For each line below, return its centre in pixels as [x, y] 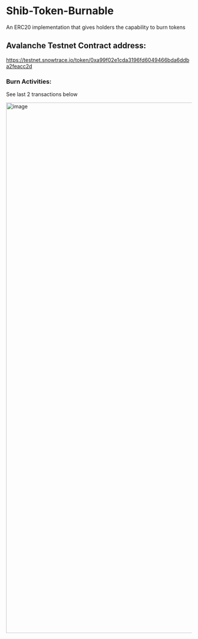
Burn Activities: [29, 81]
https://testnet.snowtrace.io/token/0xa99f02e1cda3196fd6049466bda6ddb [98, 60]
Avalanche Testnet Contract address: [76, 46]
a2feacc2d [19, 66]
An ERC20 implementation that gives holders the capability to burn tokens [96, 27]
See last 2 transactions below [42, 94]
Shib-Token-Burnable [60, 11]
